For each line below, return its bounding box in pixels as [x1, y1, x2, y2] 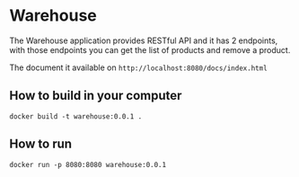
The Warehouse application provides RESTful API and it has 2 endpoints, [9, 35, 278, 46]
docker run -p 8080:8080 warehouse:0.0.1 [9, 160, 167, 169]
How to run [9, 137, 73, 152]
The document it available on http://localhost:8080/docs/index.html [9, 62, 268, 73]
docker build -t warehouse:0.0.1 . [9, 111, 143, 121]
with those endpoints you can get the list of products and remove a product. [9, 44, 291, 55]
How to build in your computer [9, 88, 182, 103]
